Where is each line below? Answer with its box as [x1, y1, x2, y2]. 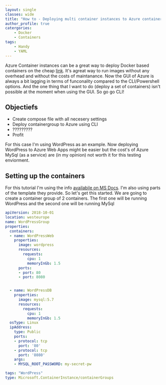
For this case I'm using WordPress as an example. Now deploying [5, 142, 138, 148]
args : [14, 357, 26, 362]
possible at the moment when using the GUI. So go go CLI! [5, 89, 124, 95]
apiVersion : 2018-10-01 [5, 210, 54, 216]
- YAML [14, 49, 28, 54]
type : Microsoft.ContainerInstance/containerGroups [5, 375, 114, 380]
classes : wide [5, 12, 35, 17]
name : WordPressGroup [5, 219, 50, 224]
